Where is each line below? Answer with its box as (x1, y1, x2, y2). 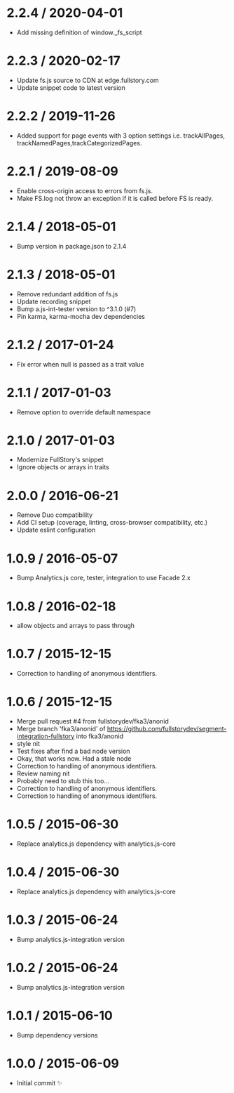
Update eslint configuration (16, 525, 96, 535)
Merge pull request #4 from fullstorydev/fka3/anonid (16, 717, 169, 726)
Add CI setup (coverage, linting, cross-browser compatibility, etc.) (16, 518, 208, 527)
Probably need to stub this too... (16, 777, 110, 785)
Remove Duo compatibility (16, 511, 93, 519)
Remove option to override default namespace (16, 407, 151, 416)
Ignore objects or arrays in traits (16, 463, 109, 471)
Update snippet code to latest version (16, 83, 125, 92)
